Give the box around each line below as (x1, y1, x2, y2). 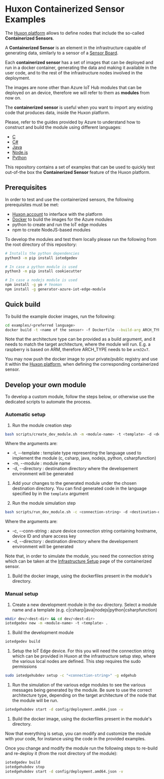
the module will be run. (12, 698, 59, 704)
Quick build (5, 300, 41, 309)
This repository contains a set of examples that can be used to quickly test (5, 164, 155, 170)
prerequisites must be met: (5, 202, 60, 208)
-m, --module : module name (12, 460, 71, 466)
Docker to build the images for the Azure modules (12, 216, 113, 222)
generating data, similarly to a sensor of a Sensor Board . (5, 50, 119, 56)
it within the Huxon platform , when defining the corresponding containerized (5, 361, 159, 367)
